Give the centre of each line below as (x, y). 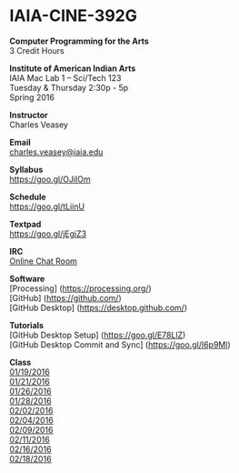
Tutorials (26, 325)
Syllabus (26, 169)
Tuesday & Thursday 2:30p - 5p (69, 87)
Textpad (25, 224)
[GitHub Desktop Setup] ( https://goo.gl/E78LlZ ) (98, 335)
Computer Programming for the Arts (80, 41)
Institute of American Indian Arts (73, 68)
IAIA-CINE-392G (74, 16)
